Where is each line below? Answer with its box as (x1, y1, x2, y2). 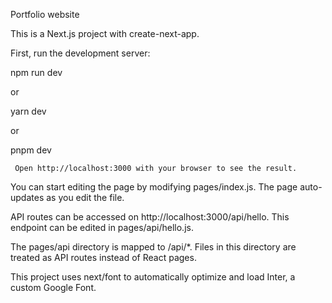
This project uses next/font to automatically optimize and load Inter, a (10, 271, 296, 283)
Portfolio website (10, 9, 80, 20)
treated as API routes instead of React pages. (10, 252, 197, 263)
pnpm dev (10, 144, 52, 156)
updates (10, 192, 45, 203)
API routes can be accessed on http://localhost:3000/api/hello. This (10, 211, 290, 223)
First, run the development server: (10, 47, 151, 59)
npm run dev (10, 67, 63, 78)
